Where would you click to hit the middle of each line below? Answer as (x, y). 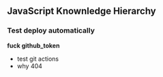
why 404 (30, 66)
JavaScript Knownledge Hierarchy (82, 11)
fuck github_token (33, 45)
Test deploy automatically (51, 31)
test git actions (38, 59)
